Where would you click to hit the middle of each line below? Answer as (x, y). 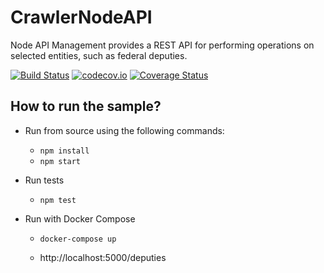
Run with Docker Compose (80, 218)
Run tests (44, 180)
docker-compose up (78, 239)
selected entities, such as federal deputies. (99, 55)
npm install (64, 151)
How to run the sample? (86, 106)
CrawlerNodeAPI (81, 17)
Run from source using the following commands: (124, 130)
